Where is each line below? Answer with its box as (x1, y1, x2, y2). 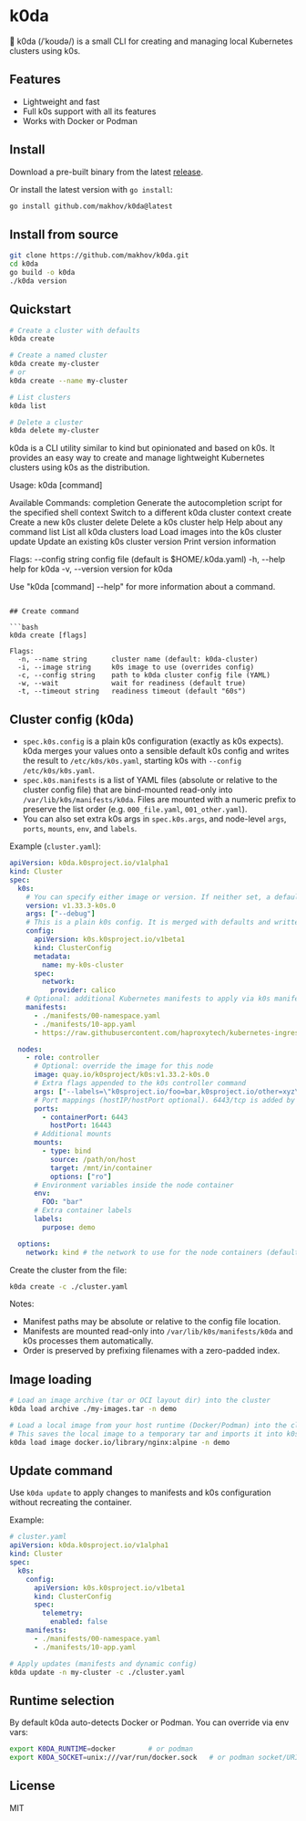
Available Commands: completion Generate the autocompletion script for (9, 497, 283, 508)
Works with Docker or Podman (22, 115, 138, 126)
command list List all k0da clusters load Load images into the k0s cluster (9, 527, 282, 538)
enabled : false (49, 1617, 107, 1627)
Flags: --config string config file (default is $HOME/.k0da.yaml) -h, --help (9, 554, 286, 565)
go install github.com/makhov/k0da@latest (9, 202, 173, 211)
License (9, 1778, 56, 1794)
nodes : (17, 1044, 43, 1054)
